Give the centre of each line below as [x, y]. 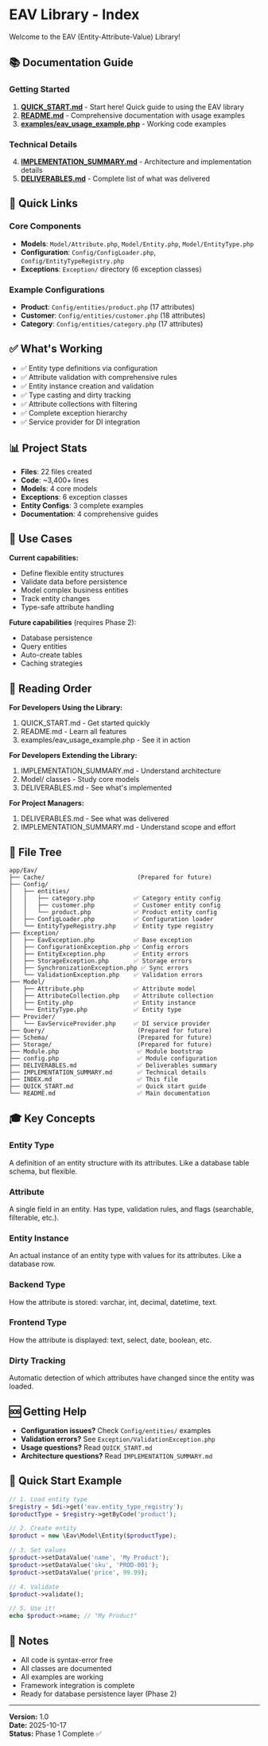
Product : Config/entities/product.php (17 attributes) [108, 307]
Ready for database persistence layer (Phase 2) [99, 1693]
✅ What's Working [56, 349]
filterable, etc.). [34, 1217]
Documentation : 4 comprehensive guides [89, 514]
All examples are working [62, 1677]
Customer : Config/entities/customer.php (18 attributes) [113, 315]
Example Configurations [57, 290]
